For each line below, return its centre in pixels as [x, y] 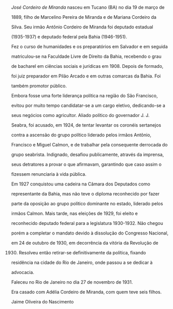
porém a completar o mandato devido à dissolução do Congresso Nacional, [90, 233]
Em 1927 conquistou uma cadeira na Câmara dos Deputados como [81, 184]
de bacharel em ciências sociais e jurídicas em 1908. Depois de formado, [88, 66]
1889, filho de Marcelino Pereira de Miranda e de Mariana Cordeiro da [84, 17]
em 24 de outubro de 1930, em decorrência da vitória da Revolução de [85, 243]
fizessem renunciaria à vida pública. [49, 174]
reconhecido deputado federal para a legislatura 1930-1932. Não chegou [87, 223]
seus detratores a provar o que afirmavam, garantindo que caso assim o [87, 164]
